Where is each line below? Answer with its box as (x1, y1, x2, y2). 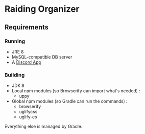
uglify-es (19, 114, 37, 120)
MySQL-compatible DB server (11, 54, 72, 60)
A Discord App (11, 59, 42, 65)
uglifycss (19, 109, 38, 115)
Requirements (4, 23, 48, 31)
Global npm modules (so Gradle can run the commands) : (11, 98, 128, 104)
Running (4, 38, 25, 45)
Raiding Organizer (4, 3, 79, 15)
